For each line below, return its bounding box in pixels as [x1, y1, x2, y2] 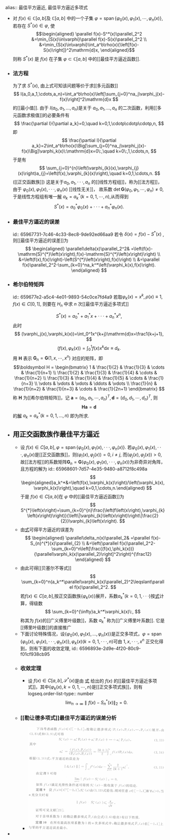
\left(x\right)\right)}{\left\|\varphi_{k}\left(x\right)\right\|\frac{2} [27, 513, 159, 519]
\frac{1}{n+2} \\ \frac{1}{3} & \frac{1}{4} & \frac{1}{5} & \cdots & [14, 375, 147, 381]
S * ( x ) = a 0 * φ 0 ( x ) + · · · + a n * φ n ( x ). [54, 202, 124, 211]
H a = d [81, 404, 96, 410]
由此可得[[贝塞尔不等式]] [20, 565, 72, 571]
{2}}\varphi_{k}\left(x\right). [60, 518, 118, 524]
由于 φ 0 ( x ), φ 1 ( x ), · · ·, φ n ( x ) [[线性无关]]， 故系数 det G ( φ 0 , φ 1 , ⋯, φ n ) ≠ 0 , [12, 186, 164, 193]
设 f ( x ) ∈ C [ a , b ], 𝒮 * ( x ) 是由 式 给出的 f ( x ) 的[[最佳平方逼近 [27, 677, 148, 684]
